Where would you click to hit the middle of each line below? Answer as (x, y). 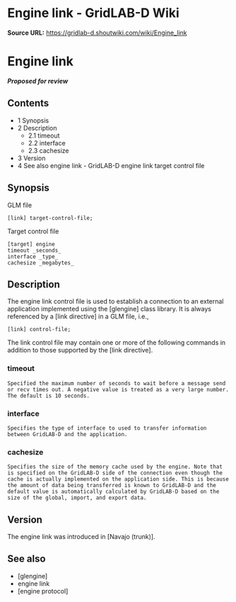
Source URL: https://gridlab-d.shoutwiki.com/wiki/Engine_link (97, 33)
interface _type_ (33, 257)
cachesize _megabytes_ (41, 263)
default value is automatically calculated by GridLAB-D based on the (113, 492)
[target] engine (31, 244)
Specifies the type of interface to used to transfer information (107, 428)
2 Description (37, 128)
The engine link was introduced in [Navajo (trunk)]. (81, 537)
